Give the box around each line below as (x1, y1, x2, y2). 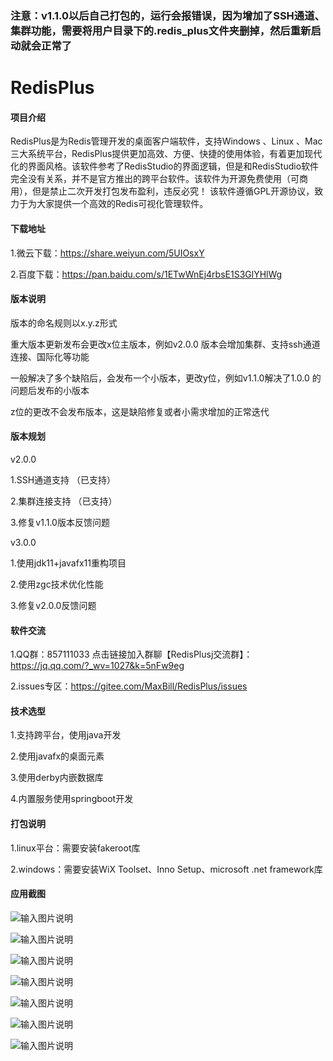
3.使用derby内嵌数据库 (10, 772, 104, 784)
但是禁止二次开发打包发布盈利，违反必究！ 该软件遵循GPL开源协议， (31, 185, 315, 197)
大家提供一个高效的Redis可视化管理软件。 (36, 198, 209, 210)
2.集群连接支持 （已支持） (10, 495, 118, 507)
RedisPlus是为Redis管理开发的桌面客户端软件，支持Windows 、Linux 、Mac (10, 135, 323, 147)
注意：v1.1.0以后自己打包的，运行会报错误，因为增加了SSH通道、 (10, 8, 325, 22)
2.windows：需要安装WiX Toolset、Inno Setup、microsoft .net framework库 (10, 863, 323, 875)
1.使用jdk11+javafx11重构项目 (10, 557, 127, 569)
